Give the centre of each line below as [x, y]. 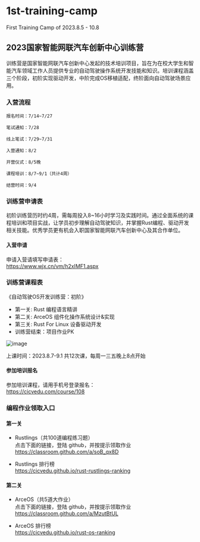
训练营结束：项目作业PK [44, 331]
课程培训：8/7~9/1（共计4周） [39, 174]
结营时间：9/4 [21, 186]
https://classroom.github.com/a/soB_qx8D [67, 452]
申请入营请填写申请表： [35, 259]
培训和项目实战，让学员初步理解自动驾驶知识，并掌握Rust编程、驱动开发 [100, 223]
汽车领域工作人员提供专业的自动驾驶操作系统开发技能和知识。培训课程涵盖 [102, 70]
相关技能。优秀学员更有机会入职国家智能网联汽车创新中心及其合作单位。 [95, 230]
